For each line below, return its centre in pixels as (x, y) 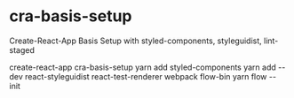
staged (22, 49)
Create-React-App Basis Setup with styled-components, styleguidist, (135, 41)
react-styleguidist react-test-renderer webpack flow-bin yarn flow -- (151, 76)
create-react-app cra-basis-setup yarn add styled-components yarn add (143, 67)
